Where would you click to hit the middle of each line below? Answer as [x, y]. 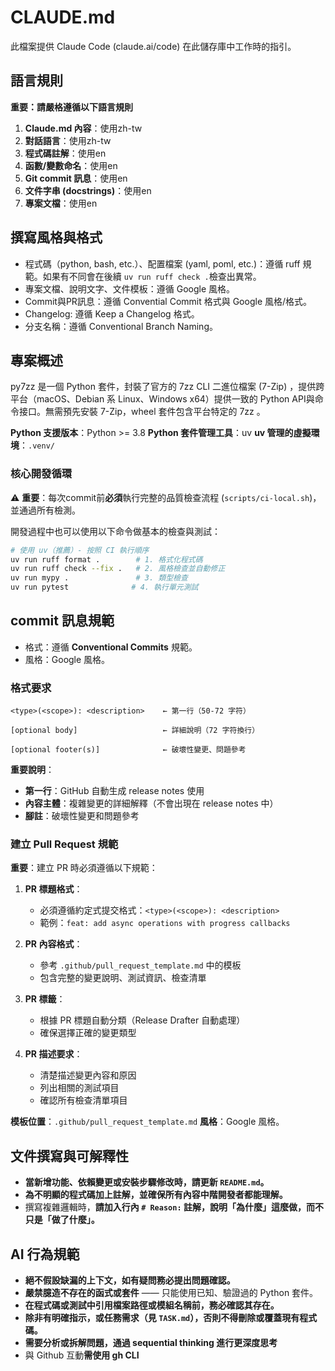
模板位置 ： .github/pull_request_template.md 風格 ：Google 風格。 [147, 1122]
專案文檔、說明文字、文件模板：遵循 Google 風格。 [130, 288]
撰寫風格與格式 [56, 237]
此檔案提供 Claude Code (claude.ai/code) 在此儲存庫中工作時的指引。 [153, 46]
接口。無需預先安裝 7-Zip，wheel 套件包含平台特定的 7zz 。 [142, 412]
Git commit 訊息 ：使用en [76, 178]
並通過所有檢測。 [45, 510]
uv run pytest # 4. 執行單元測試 [104, 587]
